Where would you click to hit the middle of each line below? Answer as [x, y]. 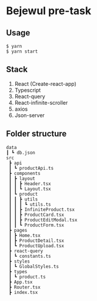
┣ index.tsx [23, 292]
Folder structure [36, 134]
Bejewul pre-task [49, 11]
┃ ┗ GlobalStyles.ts [34, 266]
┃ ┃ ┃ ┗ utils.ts [30, 204]
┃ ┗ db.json [21, 153]
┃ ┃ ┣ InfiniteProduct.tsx [42, 209]
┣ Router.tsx [25, 287]
